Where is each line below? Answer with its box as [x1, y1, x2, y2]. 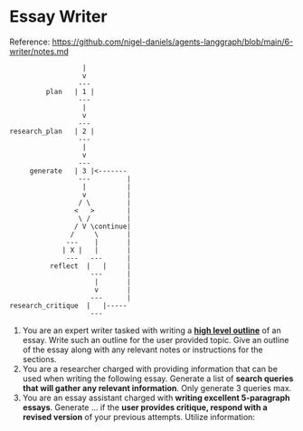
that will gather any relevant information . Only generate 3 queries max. [22, 382, 292, 393]
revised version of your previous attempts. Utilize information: [22, 411, 256, 422]
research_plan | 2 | [9, 127, 95, 136]
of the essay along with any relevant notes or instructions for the [22, 344, 264, 355]
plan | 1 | [45, 87, 95, 96]
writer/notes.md [9, 45, 70, 56]
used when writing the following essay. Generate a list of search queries [22, 373, 294, 384]
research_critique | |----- [9, 301, 128, 310]
